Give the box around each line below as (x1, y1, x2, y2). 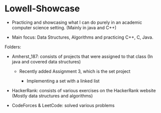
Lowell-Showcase (4, 3, 80, 14)
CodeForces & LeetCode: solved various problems (11, 102, 115, 108)
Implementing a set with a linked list (26, 78, 100, 84)
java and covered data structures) (11, 58, 81, 64)
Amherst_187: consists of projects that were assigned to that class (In (11, 53, 153, 59)
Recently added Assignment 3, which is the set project (19, 68, 131, 74)
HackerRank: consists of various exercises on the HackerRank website (11, 87, 156, 93)
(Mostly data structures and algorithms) (11, 93, 93, 99)
